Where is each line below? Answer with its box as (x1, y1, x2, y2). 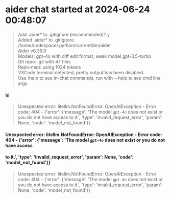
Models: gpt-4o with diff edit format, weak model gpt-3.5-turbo (17, 53, 152, 59)
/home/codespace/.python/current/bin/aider (17, 42, 111, 48)
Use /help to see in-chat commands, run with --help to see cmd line (17, 75, 161, 81)
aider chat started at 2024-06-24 (5, 4, 151, 15)
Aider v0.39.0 (17, 48, 47, 54)
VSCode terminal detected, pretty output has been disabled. (17, 69, 144, 75)
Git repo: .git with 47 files (17, 58, 71, 64)
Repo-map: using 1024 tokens (17, 64, 81, 70)
